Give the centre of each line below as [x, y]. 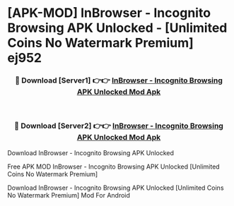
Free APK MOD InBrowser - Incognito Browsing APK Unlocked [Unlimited [114, 166]
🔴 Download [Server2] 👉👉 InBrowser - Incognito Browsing [119, 126]
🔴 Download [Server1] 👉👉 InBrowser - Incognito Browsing [119, 80]
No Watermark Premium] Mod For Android [69, 195]
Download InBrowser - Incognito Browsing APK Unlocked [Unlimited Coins [116, 188]
